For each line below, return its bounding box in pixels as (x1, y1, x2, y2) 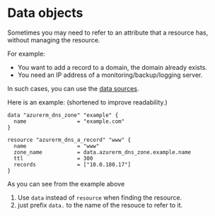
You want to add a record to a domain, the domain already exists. (17, 63, 207, 71)
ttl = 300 (13, 155, 93, 162)
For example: (7, 49, 46, 58)
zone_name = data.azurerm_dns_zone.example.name (13, 148, 192, 156)
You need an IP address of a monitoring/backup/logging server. (17, 71, 203, 79)
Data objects (7, 5, 83, 21)
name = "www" (13, 143, 100, 150)
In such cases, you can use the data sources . (7, 84, 139, 92)
